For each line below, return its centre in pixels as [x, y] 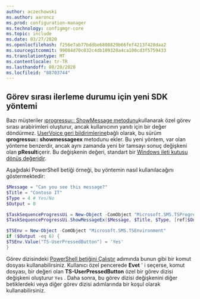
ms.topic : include [29, 34]
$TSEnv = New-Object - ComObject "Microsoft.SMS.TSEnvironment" [86, 231]
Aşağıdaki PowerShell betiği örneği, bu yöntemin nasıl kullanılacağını [90, 170]
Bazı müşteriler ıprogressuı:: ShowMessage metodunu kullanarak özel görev [99, 120]
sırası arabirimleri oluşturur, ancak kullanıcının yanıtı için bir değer [86, 127]
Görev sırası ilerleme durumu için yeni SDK [87, 97]
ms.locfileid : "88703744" [38, 73]
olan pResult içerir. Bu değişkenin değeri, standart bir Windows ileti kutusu [97, 152]
